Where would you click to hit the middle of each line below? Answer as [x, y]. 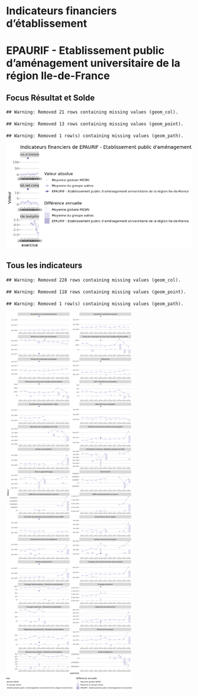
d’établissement [47, 23]
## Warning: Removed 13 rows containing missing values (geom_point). [95, 124]
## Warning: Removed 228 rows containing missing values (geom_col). [94, 280]
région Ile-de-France [58, 76]
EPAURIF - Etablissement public [85, 51]
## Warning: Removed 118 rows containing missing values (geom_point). [96, 292]
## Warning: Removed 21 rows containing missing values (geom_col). [92, 112]
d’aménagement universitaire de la [93, 63]
